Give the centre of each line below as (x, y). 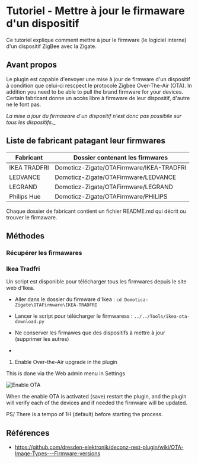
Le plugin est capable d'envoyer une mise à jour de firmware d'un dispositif (98, 79)
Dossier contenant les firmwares (120, 157)
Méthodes (25, 236)
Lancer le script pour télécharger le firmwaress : (74, 316)
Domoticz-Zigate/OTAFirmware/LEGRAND (114, 187)
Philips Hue (25, 196)
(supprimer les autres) (42, 339)
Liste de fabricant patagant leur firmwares (86, 141)
